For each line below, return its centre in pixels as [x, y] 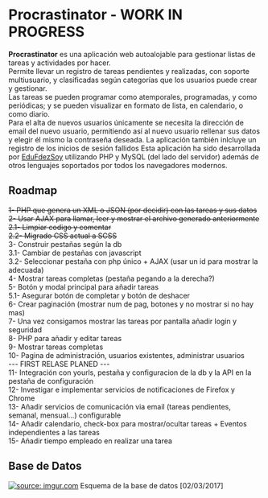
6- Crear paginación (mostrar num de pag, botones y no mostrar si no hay [131, 304]
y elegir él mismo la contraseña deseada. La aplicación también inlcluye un [132, 139]
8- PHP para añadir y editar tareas [65, 338]
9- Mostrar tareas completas [56, 347]
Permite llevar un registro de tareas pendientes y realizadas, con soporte [129, 71]
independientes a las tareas [54, 432]
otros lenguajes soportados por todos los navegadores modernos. [118, 165]
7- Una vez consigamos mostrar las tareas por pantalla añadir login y [123, 321]
